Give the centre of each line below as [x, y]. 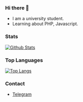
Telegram [22, 94]
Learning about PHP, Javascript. [45, 24]
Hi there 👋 [17, 8]
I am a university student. [38, 19]
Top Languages [24, 60]
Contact [15, 83]
